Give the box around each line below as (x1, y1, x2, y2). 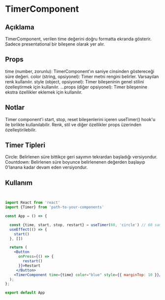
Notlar (5, 103, 25, 112)
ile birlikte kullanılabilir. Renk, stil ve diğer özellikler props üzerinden (5, 122, 141, 127)
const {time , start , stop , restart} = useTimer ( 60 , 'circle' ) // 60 (9, 222, 153, 227)
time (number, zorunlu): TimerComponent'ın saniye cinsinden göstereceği (5, 68, 155, 74)
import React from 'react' (5, 200, 60, 205)
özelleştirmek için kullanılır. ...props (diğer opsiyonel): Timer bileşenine (5, 84, 147, 90)
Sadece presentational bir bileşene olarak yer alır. (5, 41, 105, 47)
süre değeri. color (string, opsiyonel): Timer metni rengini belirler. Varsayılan (5, 74, 159, 79)
